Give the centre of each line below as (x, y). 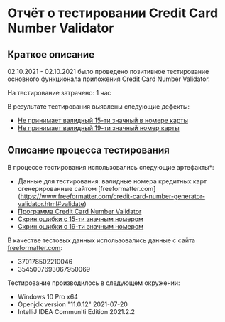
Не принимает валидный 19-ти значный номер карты (98, 128)
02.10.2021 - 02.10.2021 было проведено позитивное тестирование (108, 71)
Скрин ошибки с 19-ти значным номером (81, 226)
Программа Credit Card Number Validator (79, 211)
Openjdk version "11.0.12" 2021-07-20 (72, 304)
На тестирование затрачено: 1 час (59, 93)
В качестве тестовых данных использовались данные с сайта (101, 240)
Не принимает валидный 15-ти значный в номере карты (103, 120)
